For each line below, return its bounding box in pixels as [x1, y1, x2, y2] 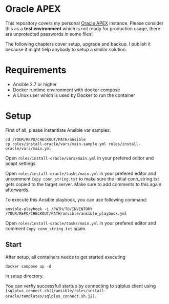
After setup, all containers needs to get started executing [5, 254, 125, 260]
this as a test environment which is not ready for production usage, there [5, 25, 160, 31]
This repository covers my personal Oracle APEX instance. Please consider [5, 20, 164, 26]
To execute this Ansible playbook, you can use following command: [5, 196, 147, 202]
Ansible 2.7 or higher [12, 81, 57, 87]
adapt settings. [5, 160, 37, 167]
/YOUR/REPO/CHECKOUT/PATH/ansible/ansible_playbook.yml [5, 211, 127, 216]
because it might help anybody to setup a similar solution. [5, 46, 127, 52]
